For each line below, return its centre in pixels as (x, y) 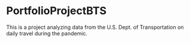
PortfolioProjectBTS (56, 11)
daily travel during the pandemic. (47, 33)
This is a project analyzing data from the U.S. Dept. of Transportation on (95, 27)
